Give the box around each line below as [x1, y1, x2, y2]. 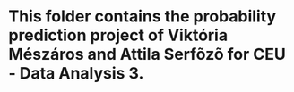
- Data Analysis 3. [8, 63, 144, 84]
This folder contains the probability [8, 6, 277, 27]
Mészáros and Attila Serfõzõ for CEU [8, 45, 286, 64]
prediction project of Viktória [8, 25, 229, 46]
